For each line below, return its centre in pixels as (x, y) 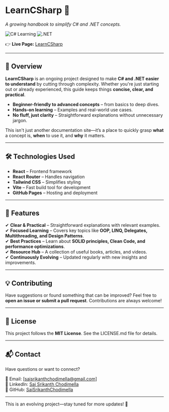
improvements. (21, 263)
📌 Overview (24, 67)
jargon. (20, 120)
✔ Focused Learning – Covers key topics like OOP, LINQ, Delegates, (76, 230)
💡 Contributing (29, 283)
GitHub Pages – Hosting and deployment (55, 193)
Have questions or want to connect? (43, 369)
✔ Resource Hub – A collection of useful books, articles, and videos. (76, 252)
